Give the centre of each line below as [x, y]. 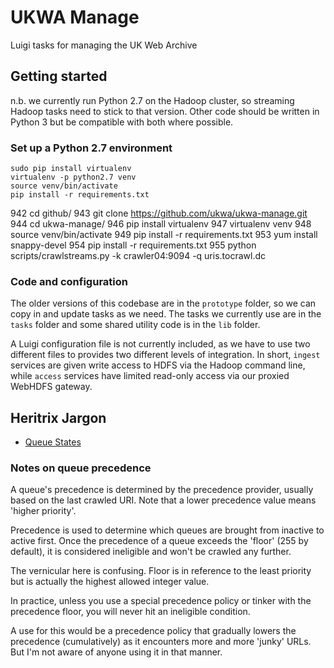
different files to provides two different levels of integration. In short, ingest [165, 355]
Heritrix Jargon [58, 417]
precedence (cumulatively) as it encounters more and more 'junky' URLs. [161, 642]
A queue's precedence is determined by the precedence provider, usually [162, 490]
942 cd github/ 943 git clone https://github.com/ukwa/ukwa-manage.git [159, 213]
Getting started [59, 76]
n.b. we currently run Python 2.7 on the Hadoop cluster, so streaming [152, 100]
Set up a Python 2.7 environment [91, 148]
